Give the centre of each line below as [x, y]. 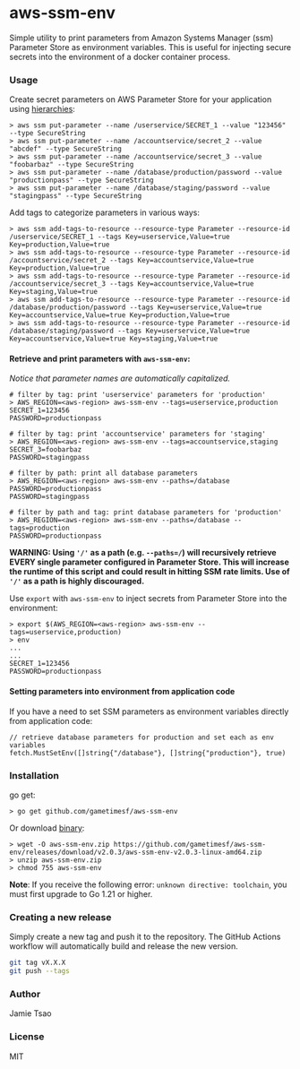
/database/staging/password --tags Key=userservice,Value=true [130, 331]
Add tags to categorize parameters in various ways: [104, 212]
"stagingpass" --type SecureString [76, 196]
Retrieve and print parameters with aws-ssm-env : [100, 358]
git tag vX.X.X [38, 963]
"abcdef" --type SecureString [66, 149]
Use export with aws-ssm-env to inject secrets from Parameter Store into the [148, 599]
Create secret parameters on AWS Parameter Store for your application [141, 99]
